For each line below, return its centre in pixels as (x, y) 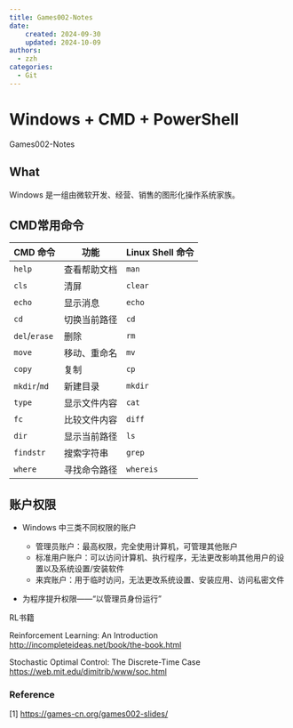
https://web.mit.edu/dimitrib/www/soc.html (88, 672)
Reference (32, 695)
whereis (142, 469)
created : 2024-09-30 (63, 34)
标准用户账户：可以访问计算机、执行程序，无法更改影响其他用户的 (156, 558)
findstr (30, 453)
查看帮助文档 (91, 270)
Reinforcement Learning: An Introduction (83, 635)
